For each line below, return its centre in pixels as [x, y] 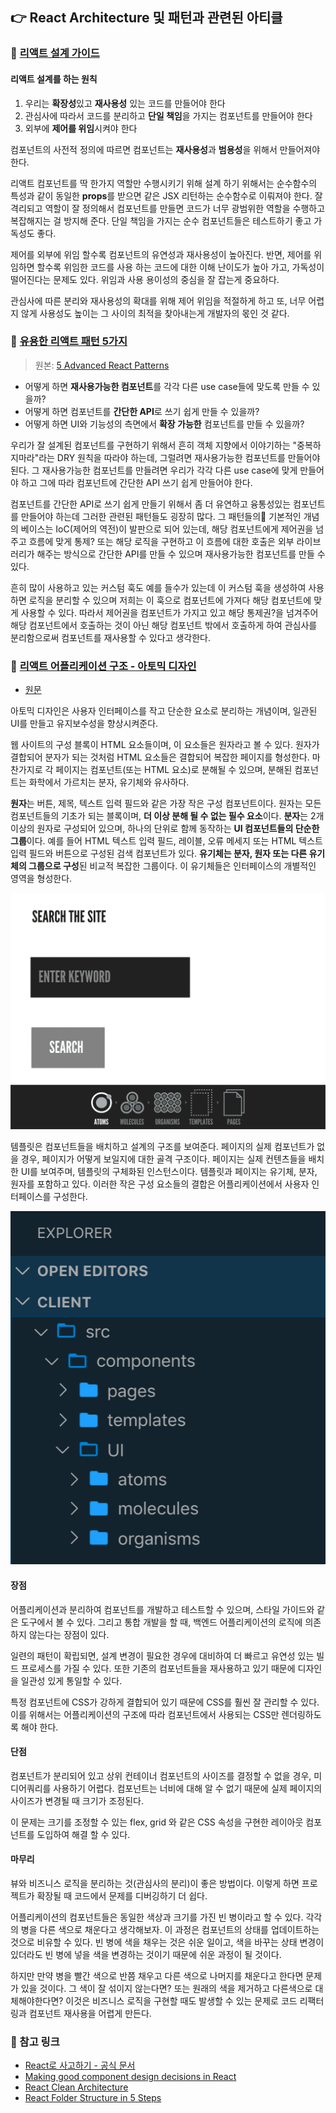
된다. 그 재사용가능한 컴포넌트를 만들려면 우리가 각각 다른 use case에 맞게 [154, 470]
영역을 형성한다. [41, 879]
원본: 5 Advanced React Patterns [102, 365]
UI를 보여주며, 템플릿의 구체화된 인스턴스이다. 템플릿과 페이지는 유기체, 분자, [169, 1171]
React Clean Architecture [76, 2087]
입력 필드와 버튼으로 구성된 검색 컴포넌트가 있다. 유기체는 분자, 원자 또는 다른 [159, 854]
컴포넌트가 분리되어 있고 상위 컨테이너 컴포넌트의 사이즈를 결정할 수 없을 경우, [161, 1775]
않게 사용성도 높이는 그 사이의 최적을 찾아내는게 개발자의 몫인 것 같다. [155, 313]
